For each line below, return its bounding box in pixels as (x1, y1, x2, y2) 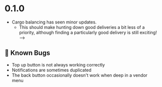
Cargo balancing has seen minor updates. (11, 19, 97, 25)
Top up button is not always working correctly (11, 62, 105, 67)
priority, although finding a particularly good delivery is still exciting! (19, 29, 157, 35)
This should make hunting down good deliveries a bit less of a (19, 24, 145, 30)
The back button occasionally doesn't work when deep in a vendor (11, 72, 148, 78)
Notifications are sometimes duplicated (11, 67, 92, 73)
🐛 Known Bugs (4, 49, 50, 57)
